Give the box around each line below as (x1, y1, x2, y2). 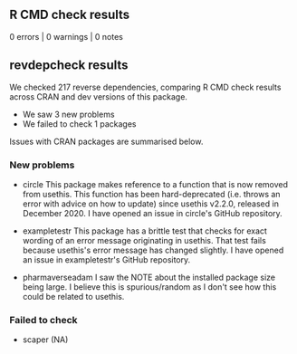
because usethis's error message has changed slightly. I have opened (22, 244, 284, 255)
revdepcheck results (9, 58, 129, 73)
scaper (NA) (22, 334, 69, 345)
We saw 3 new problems (22, 109, 115, 120)
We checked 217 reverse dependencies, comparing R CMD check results (9, 81, 282, 92)
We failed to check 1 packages (22, 118, 137, 129)
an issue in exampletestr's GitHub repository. (22, 254, 191, 265)
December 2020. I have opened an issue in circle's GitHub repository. (22, 207, 283, 218)
